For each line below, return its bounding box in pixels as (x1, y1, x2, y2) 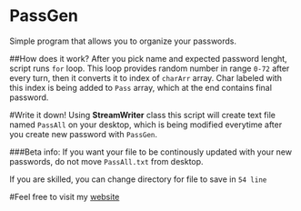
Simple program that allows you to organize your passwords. (9, 35, 237, 46)
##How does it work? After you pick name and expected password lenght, (9, 53, 288, 64)
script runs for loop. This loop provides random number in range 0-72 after (9, 63, 290, 74)
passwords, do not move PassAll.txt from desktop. (9, 156, 204, 166)
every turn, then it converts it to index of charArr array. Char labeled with (9, 72, 282, 83)
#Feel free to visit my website (9, 191, 120, 202)
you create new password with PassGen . (9, 128, 157, 139)
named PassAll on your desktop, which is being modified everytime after (9, 119, 283, 130)
